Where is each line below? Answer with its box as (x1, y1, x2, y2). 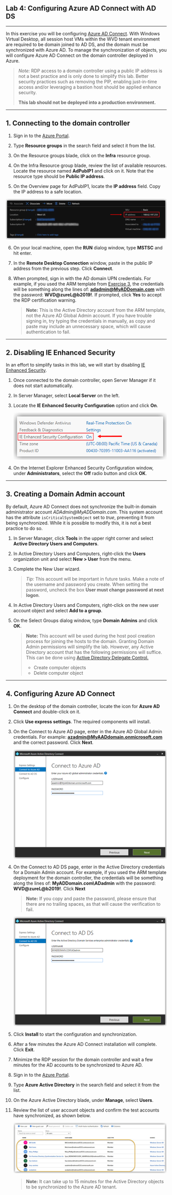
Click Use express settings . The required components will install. (13, 718, 151, 724)
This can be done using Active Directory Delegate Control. (26, 654, 149, 660)
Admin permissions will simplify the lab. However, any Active (26, 644, 154, 650)
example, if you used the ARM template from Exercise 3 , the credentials (13, 281, 164, 287)
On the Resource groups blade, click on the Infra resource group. (13, 152, 151, 158)
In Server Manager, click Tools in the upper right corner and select (13, 535, 154, 541)
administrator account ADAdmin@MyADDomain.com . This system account (6, 509, 163, 515)
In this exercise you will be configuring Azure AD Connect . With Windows (6, 30, 160, 36)
